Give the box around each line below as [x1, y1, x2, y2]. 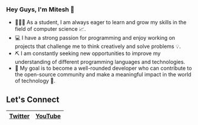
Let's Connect [6, 94, 59, 104]
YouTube [35, 112, 61, 120]
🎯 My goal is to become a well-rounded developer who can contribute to [14, 65, 192, 72]
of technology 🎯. [14, 77, 56, 85]
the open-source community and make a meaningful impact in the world [14, 71, 191, 78]
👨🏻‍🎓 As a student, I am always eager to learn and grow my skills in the [14, 19, 187, 26]
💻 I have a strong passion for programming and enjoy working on [14, 34, 175, 41]
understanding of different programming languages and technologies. [14, 59, 186, 66]
